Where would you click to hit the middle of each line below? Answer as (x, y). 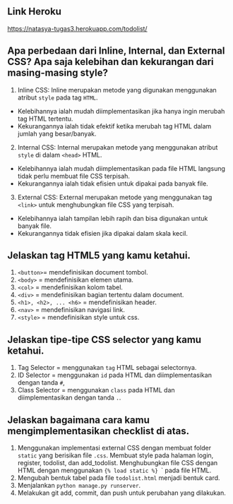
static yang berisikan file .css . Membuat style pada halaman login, (115, 455)
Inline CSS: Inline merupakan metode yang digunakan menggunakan (117, 90)
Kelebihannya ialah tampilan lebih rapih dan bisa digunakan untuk (113, 218)
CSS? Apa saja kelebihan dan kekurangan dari (110, 62)
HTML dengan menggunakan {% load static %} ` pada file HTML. (114, 470)
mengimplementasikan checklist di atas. (98, 431)
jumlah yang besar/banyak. (57, 133)
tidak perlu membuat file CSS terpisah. (74, 176)
